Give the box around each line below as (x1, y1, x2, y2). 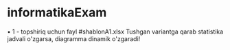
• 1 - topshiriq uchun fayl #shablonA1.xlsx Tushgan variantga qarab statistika (7, 27, 224, 36)
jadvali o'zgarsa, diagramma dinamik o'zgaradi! (7, 34, 141, 42)
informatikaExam (7, 5, 107, 21)
